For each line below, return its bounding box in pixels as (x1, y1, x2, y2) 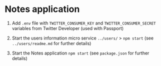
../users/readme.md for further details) (11, 40, 91, 46)
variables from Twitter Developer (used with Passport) (11, 25, 124, 31)
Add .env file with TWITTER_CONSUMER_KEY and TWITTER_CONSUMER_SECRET (11, 20, 156, 26)
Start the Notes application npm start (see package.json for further (11, 50, 149, 56)
